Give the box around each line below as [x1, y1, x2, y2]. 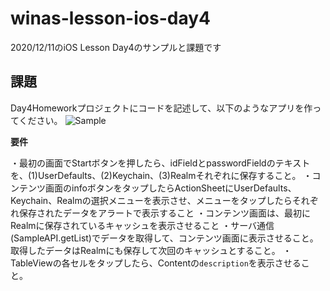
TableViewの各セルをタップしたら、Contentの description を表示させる [10, 257, 302, 269]
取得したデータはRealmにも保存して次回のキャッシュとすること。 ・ [10, 244, 292, 256]
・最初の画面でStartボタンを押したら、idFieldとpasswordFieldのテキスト [10, 157, 311, 169]
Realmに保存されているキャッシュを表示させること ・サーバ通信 [10, 219, 275, 231]
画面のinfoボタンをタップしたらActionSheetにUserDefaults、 [44, 182, 297, 194]
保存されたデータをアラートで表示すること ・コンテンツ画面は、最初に [18, 207, 311, 219]
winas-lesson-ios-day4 [10, 7, 211, 30]
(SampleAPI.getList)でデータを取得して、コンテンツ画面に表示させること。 [10, 232, 319, 244]
